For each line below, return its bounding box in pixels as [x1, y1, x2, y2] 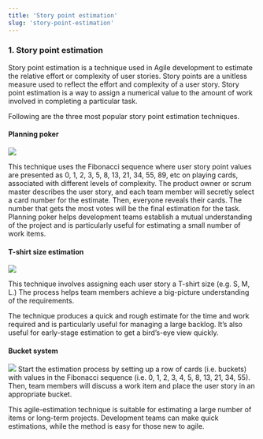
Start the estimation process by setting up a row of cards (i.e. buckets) [17, 364, 247, 374]
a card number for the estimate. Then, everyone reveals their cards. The [8, 195, 243, 205]
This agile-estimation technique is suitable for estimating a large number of [8, 405, 252, 415]
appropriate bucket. [8, 389, 72, 399]
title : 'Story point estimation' [8, 11, 118, 20]
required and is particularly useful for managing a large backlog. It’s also [8, 320, 243, 329]
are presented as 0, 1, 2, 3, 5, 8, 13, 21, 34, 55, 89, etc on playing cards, [8, 170, 239, 180]
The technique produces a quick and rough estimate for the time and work [8, 311, 250, 321]
